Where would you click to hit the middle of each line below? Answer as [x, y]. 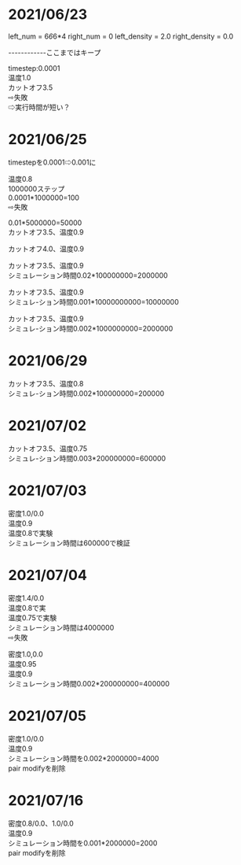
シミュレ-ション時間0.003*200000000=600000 [87, 458]
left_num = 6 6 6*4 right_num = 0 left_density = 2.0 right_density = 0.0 [121, 36]
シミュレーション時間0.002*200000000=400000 [89, 683]
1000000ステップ [37, 189]
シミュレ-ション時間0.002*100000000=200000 [86, 393]
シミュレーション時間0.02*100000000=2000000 [88, 275]
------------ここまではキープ [55, 52]
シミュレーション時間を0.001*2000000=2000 [83, 843]
